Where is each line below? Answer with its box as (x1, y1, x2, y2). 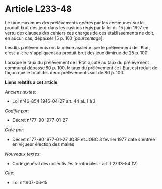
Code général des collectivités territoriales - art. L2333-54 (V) (12, 160, 138, 166)
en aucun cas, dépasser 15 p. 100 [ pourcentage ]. (5, 35, 104, 41)
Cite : (5, 170, 15, 176)
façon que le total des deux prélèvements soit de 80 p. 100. (5, 70, 125, 75)
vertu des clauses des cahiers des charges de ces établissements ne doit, (5, 30, 155, 36)
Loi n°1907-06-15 (12, 179, 47, 185)
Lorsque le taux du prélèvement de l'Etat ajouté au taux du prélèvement (5, 59, 149, 65)
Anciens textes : (5, 89, 37, 94)
